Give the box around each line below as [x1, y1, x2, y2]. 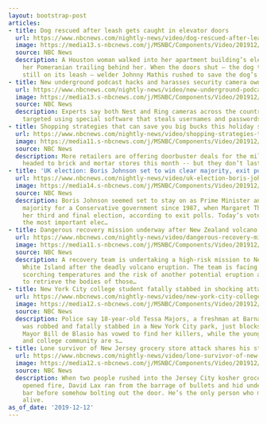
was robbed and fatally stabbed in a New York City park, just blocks [22, 322, 261, 330]
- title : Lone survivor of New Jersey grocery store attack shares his [8, 344, 250, 352]
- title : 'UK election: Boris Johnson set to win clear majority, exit [8, 167, 250, 175]
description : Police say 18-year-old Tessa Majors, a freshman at [15, 315, 240, 323]
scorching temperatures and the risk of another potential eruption [22, 270, 254, 278]
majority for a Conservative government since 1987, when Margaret [22, 204, 250, 212]
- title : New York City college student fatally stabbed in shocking [8, 286, 244, 294]
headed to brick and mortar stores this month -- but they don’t [22, 160, 244, 168]
